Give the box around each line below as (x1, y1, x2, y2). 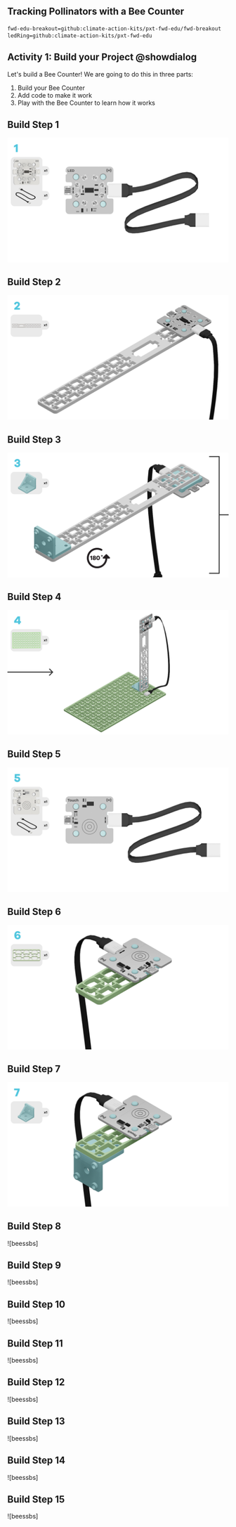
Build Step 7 (7, 1063, 61, 1074)
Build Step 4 (7, 590, 62, 603)
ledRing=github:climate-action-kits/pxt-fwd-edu (7, 32, 152, 39)
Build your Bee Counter (17, 84, 86, 92)
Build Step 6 (7, 906, 62, 918)
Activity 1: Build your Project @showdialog (7, 51, 197, 63)
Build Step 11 (7, 1337, 63, 1349)
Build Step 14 (7, 1455, 65, 1467)
